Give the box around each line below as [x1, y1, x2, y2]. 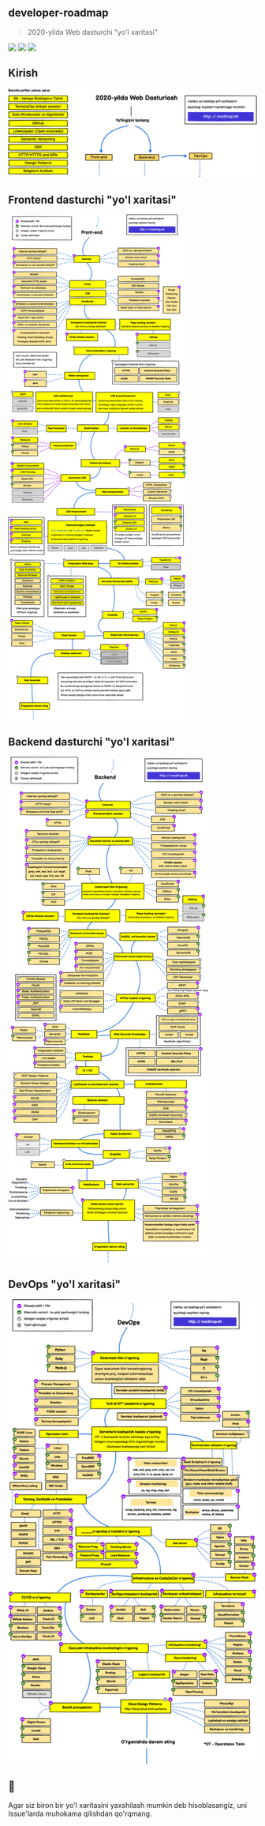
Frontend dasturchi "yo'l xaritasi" [8, 193, 177, 206]
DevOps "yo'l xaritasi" [8, 1278, 121, 1291]
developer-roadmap [8, 6, 109, 20]
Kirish [8, 66, 39, 80]
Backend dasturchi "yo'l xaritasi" [8, 735, 175, 749]
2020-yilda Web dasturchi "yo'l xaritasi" [27, 27, 159, 36]
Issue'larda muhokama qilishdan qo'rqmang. [8, 1809, 152, 1819]
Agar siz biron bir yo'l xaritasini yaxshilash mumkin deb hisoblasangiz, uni [8, 1801, 248, 1810]
